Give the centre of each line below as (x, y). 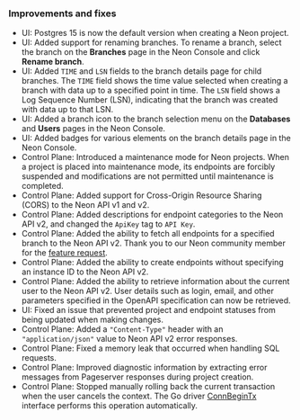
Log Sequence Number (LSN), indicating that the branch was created (150, 100)
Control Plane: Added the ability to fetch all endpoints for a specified (148, 234)
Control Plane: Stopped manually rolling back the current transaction (148, 387)
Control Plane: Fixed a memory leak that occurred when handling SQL (150, 348)
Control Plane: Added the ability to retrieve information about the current (155, 281)
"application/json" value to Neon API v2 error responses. (129, 339)
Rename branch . (53, 62)
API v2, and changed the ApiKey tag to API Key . (108, 224)
